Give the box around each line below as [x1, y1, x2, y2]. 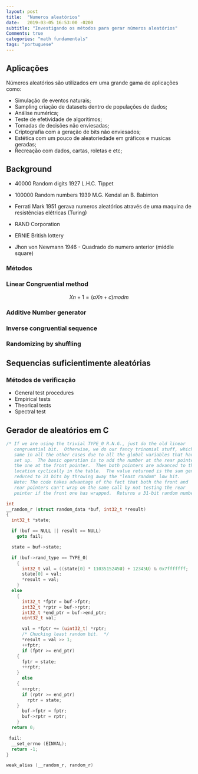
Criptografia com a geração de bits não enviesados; [14, 128, 141, 135]
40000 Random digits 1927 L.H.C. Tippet [14, 179, 114, 187]
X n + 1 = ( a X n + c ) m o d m [69, 293, 129, 301]
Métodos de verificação [6, 375, 76, 384]
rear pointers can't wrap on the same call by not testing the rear [14, 485, 186, 491]
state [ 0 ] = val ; [21, 571, 62, 577]
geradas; [14, 141, 37, 148]
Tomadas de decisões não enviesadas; [14, 122, 110, 129]
